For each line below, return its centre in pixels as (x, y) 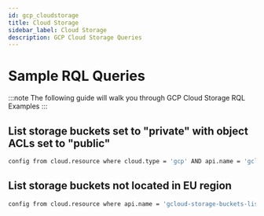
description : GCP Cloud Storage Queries (75, 37)
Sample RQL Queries (77, 76)
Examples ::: (28, 106)
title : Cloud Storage (44, 23)
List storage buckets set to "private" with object (128, 131)
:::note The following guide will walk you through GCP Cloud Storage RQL (127, 98)
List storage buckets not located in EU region (120, 186)
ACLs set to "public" (59, 143)
